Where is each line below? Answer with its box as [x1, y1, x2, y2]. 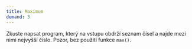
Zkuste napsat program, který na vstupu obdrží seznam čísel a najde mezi [6, 30, 186, 37]
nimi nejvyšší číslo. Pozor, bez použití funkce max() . [6, 36, 132, 43]
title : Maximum [6, 8, 44, 15]
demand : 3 [6, 14, 31, 20]
